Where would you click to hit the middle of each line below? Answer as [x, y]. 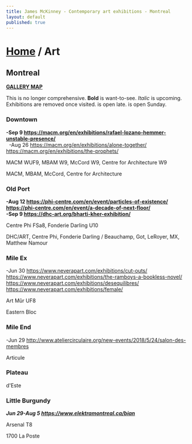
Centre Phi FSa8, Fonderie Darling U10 [52, 225]
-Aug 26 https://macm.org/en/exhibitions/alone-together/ [78, 144]
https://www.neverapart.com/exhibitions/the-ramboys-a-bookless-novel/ [94, 277]
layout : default [26, 17]
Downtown [22, 119]
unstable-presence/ [31, 139]
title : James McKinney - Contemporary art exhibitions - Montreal [88, 11]
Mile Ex [17, 258]
